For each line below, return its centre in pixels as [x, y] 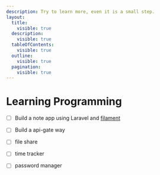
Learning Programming [64, 102]
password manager [38, 166]
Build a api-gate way [40, 130]
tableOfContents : [33, 45]
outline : [22, 56]
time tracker [29, 154]
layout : [16, 17]
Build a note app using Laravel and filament [67, 118]
